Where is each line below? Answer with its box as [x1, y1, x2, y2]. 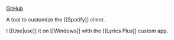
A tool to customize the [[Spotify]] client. [6, 16, 105, 23]
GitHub [6, 5, 24, 12]
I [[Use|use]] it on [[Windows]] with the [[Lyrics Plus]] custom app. [6, 27, 169, 34]
